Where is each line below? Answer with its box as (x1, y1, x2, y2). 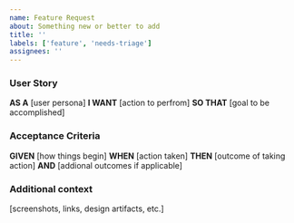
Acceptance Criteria (9, 130, 101, 142)
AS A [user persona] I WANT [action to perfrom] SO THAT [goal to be (9, 97, 270, 109)
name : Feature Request (9, 13, 95, 23)
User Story (9, 77, 58, 90)
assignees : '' (9, 47, 64, 56)
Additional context (9, 182, 93, 195)
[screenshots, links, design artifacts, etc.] (9, 203, 165, 214)
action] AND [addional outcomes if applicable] (9, 160, 183, 170)
